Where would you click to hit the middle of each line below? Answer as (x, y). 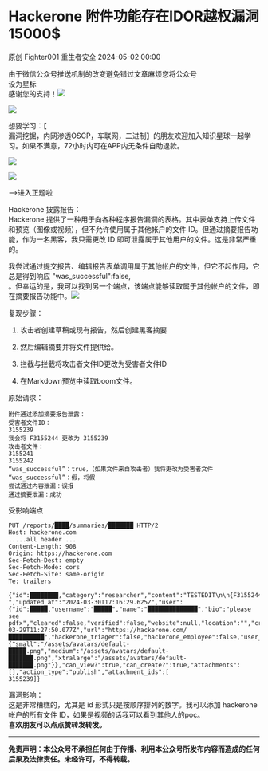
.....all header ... (43, 539)
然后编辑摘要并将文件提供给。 (69, 347)
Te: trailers (30, 581)
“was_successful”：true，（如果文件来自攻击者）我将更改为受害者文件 (111, 469)
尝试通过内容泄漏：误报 (41, 486)
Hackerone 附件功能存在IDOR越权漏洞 (134, 16)
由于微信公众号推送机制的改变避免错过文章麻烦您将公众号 (102, 73)
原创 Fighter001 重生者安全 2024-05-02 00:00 (85, 57)
